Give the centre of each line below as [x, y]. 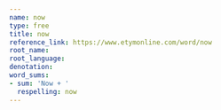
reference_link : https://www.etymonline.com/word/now [111, 42]
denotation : [31, 67]
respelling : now [47, 91]
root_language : [37, 59]
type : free [29, 26]
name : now [28, 17]
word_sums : [29, 75]
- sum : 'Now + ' [39, 83]
